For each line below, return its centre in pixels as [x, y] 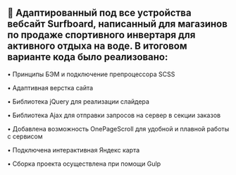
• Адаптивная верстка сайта [50, 87]
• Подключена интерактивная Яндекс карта [74, 150]
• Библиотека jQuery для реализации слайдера [79, 101]
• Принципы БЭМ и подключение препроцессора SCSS [91, 74]
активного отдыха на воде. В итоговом [98, 46]
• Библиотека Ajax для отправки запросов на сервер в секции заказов [114, 115]
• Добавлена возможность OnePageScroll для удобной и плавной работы [118, 128]
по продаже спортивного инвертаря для [101, 35]
